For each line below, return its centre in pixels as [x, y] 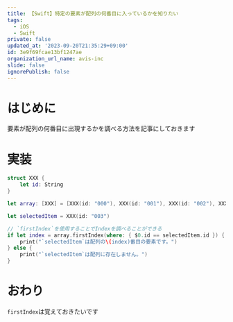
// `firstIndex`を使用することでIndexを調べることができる [85, 229]
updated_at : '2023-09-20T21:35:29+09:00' [68, 46]
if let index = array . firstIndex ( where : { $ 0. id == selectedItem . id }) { [116, 235]
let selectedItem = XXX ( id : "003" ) [59, 216]
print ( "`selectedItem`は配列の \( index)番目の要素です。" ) [99, 241]
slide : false [26, 65]
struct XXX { [26, 178]
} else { [20, 248]
